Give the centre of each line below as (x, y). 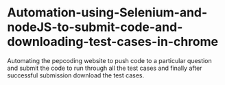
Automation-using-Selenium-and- (107, 13)
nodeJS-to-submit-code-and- (95, 27)
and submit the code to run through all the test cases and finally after (105, 68)
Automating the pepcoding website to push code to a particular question (110, 60)
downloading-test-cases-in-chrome (113, 42)
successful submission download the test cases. (76, 75)
